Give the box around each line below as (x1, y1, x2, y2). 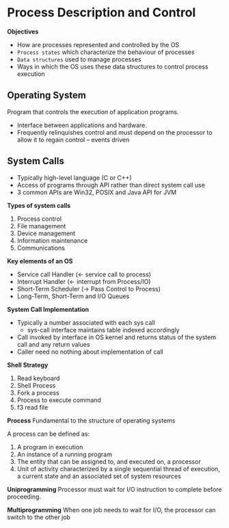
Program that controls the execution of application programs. (7, 107, 179, 116)
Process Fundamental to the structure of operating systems (7, 416, 176, 425)
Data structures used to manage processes (16, 55, 142, 63)
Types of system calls (7, 201, 71, 209)
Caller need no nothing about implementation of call (16, 347, 163, 356)
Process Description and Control (7, 5, 196, 21)
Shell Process (16, 381, 56, 389)
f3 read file (16, 403, 49, 411)
